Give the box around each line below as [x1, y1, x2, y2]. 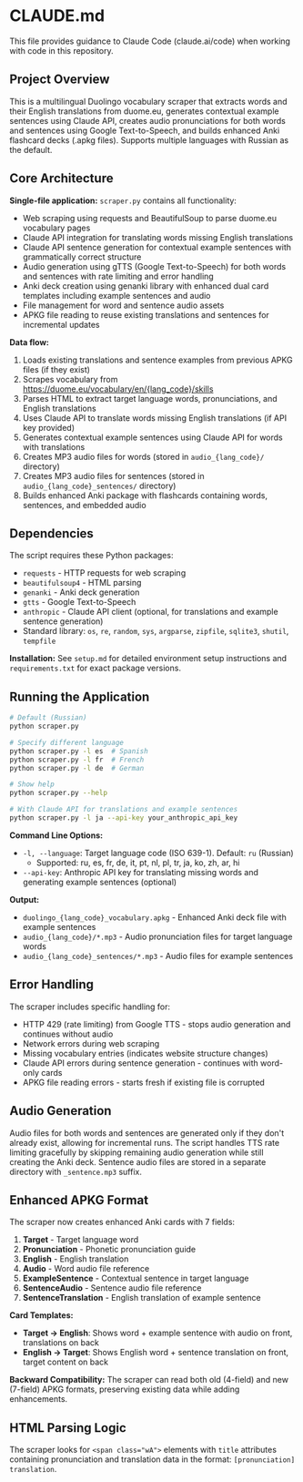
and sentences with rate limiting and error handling [22, 271, 214, 281]
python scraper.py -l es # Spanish [9, 746, 148, 756]
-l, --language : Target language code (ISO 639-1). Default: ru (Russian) [22, 847, 294, 858]
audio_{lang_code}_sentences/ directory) [22, 480, 177, 491]
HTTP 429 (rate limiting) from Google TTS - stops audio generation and [22, 1018, 291, 1029]
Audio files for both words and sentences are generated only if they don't [9, 1127, 285, 1139]
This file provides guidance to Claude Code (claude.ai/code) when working [9, 36, 291, 46]
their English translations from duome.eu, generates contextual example [9, 106, 279, 117]
